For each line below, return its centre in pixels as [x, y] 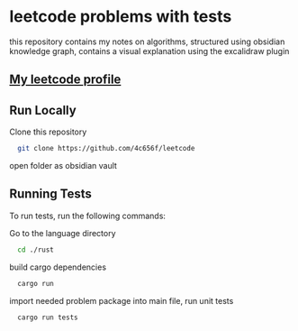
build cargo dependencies [58, 267]
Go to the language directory [63, 233]
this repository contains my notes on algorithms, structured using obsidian [147, 41]
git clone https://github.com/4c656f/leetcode [106, 149]
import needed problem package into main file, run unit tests [122, 300]
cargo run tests [48, 317]
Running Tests [50, 194]
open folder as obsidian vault [63, 166]
